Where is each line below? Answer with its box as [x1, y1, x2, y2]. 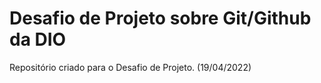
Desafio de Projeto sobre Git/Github [9, 7, 312, 30]
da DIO [9, 28, 67, 51]
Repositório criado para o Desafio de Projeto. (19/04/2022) [9, 61, 252, 73]
